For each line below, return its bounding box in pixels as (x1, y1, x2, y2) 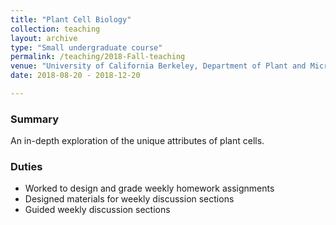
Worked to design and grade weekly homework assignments (24, 182, 275, 195)
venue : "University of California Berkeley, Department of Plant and (10, 61, 307, 71)
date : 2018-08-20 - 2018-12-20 (10, 71, 141, 81)
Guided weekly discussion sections (24, 204, 171, 216)
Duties (10, 160, 43, 174)
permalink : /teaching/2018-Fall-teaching (10, 52, 186, 62)
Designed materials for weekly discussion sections (24, 193, 235, 205)
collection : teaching (10, 24, 101, 34)
